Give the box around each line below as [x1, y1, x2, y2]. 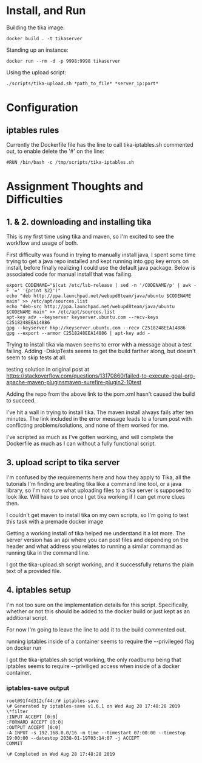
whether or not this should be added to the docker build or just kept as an [6, 607, 190, 615]
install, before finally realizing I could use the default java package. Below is [6, 264, 196, 271]
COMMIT [6, 740, 23, 747]
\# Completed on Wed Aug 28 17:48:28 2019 [6, 751, 115, 757]
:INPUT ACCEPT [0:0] [6, 714, 59, 720]
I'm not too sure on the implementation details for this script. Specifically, [6, 601, 189, 608]
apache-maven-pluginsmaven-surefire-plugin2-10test [6, 378, 141, 385]
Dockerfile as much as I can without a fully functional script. [6, 440, 157, 447]
